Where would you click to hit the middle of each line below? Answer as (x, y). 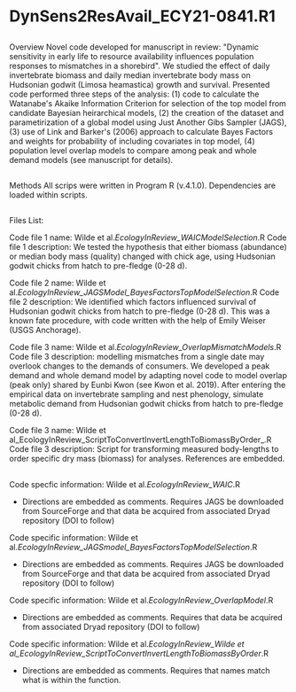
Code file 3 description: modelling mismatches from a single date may (137, 357)
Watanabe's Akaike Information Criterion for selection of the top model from (148, 103)
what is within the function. (71, 680)
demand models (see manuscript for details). (91, 159)
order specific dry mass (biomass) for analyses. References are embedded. (147, 459)
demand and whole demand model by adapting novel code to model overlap (148, 376)
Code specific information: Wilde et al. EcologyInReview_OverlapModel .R (141, 600)
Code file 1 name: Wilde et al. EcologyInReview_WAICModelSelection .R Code (148, 237)
